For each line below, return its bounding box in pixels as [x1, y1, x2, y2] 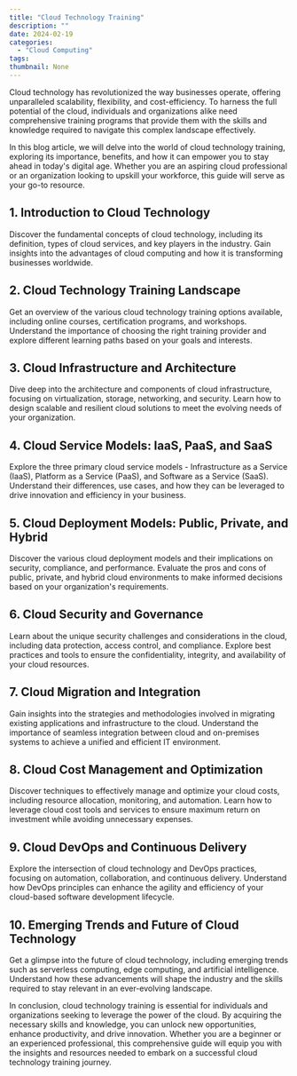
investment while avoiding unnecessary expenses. [9, 814, 193, 825]
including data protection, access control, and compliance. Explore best [9, 640, 272, 651]
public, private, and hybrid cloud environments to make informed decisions [9, 572, 284, 582]
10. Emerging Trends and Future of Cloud [9, 917, 239, 932]
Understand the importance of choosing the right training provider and [9, 325, 267, 336]
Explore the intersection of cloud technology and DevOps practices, [9, 863, 257, 874]
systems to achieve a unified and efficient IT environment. [9, 736, 222, 747]
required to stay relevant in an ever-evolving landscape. [9, 983, 213, 993]
